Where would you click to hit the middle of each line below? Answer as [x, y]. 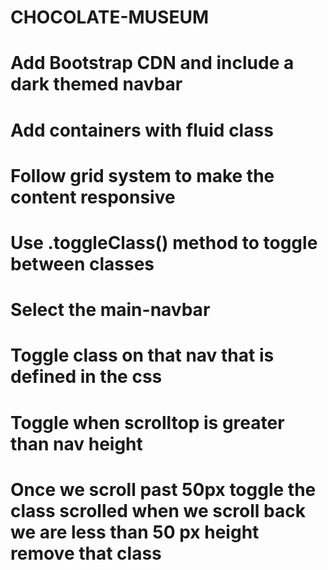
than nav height [76, 443]
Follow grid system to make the [142, 175]
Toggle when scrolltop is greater [147, 422]
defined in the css [86, 377]
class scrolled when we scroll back [158, 510]
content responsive [93, 197]
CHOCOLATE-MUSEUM [110, 17]
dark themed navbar [96, 84]
